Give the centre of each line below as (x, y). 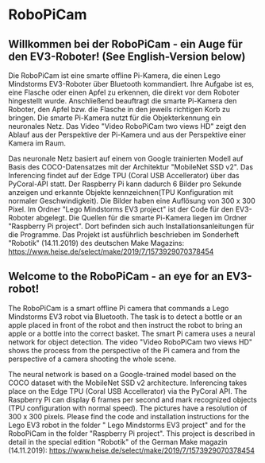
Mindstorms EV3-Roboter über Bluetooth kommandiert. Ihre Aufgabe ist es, (131, 84)
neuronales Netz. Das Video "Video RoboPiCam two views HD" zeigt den (127, 126)
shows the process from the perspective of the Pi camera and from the (124, 350)
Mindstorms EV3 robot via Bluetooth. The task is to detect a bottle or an (125, 317)
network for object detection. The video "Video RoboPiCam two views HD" (130, 342)
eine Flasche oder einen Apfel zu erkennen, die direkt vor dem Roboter (124, 92)
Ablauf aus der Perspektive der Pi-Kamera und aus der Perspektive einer (127, 134)
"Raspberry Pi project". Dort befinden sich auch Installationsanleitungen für (131, 226)
